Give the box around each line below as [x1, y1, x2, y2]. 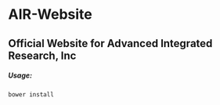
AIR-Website [8, 5, 92, 24]
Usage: [8, 71, 33, 80]
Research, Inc [8, 49, 77, 62]
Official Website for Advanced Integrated [8, 37, 213, 50]
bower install [8, 90, 55, 99]
